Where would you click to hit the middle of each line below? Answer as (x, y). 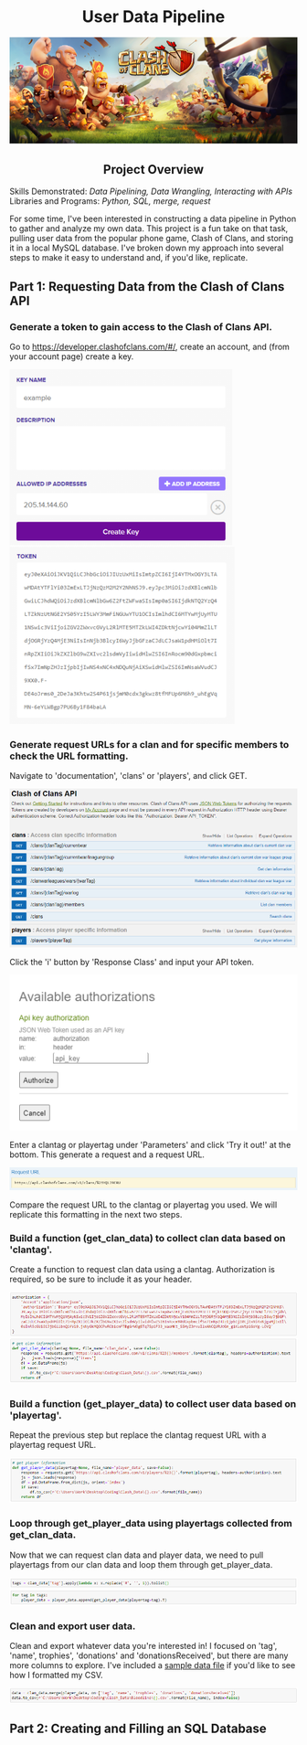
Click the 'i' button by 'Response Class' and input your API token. (132, 963)
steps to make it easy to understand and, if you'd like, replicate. (129, 258)
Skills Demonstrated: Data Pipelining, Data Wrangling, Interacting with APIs (151, 192)
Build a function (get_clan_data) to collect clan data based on (148, 1238)
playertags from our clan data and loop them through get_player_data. (141, 1564)
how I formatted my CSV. (56, 1676)
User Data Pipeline (153, 17)
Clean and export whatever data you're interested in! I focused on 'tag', (143, 1646)
